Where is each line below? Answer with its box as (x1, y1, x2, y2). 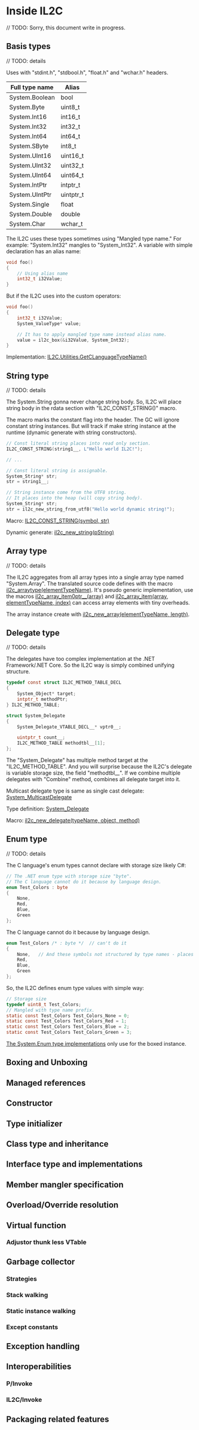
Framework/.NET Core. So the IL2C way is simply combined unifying (6, 661, 175, 669)
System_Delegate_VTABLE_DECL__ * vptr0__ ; (17, 724, 121, 730)
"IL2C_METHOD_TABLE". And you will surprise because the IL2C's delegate (6, 763, 192, 770)
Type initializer (6, 1118, 63, 1129)
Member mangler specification (6, 1179, 124, 1189)
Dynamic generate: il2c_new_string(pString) (6, 529, 115, 536)
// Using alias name (17, 271, 68, 277)
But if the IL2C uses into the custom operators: (6, 292, 121, 300)
